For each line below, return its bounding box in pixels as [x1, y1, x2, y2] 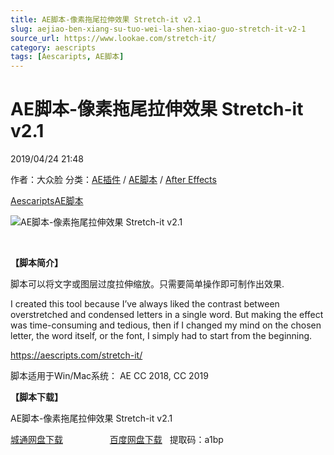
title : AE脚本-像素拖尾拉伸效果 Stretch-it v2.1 [10, 14, 202, 25]
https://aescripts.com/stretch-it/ [10, 349, 143, 361]
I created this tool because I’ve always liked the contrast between [10, 298, 280, 310]
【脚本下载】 [10, 391, 63, 403]
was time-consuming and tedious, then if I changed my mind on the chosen [10, 319, 322, 331]
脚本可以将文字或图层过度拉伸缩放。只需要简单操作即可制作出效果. [10, 278, 285, 290]
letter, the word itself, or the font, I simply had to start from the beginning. [10, 330, 313, 342]
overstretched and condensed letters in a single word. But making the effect [10, 309, 324, 321]
